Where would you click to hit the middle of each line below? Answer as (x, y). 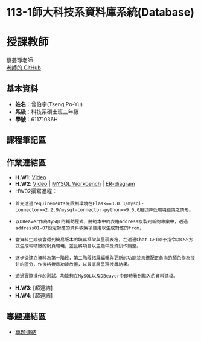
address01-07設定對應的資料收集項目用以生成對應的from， (79, 228)
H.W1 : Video (30, 177)
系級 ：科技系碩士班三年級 (47, 112)
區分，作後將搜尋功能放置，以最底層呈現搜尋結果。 (78, 264)
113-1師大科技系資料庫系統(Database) (101, 12)
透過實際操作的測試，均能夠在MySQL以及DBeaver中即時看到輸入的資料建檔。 (96, 276)
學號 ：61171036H (37, 119)
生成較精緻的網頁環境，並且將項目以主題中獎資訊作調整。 (80, 246)
